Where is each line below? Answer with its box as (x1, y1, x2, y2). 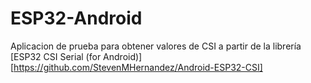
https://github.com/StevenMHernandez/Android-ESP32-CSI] (13, 61, 263, 73)
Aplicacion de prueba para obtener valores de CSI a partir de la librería (10, 40, 302, 52)
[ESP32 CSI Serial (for (10, 50, 102, 62)
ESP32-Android (10, 7, 143, 30)
